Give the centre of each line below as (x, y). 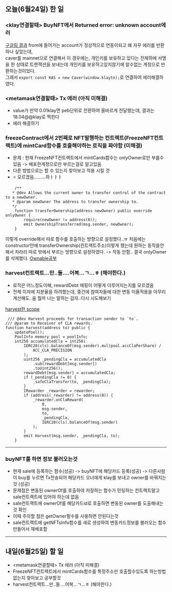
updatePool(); (29, 332)
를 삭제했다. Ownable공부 (31, 258)
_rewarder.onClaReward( (58, 400)
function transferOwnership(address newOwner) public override (83, 211)
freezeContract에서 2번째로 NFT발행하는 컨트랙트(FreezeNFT (80, 138)
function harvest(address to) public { (48, 328)
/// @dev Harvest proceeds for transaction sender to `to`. (73, 319)
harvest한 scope (23, 309)
